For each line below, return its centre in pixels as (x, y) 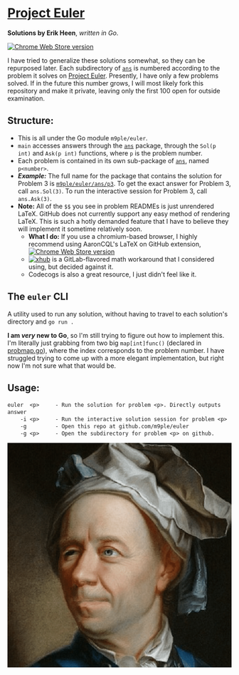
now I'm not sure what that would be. (62, 366)
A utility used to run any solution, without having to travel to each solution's (118, 314)
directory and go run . (41, 321)
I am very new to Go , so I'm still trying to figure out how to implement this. (116, 335)
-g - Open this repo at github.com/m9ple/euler (105, 427)
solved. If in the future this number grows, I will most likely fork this (106, 83)
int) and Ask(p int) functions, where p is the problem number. (110, 153)
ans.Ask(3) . (34, 198)
